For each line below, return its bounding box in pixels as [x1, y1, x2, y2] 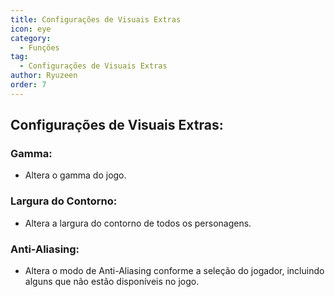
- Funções [19, 42, 60, 53]
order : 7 [10, 80, 47, 90]
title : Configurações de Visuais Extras [10, 14, 182, 25]
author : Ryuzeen [10, 71, 78, 81]
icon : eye [10, 24, 52, 34]
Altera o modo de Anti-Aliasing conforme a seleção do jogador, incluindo [24, 265, 325, 277]
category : [10, 33, 52, 43]
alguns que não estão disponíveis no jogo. [24, 276, 200, 288]
